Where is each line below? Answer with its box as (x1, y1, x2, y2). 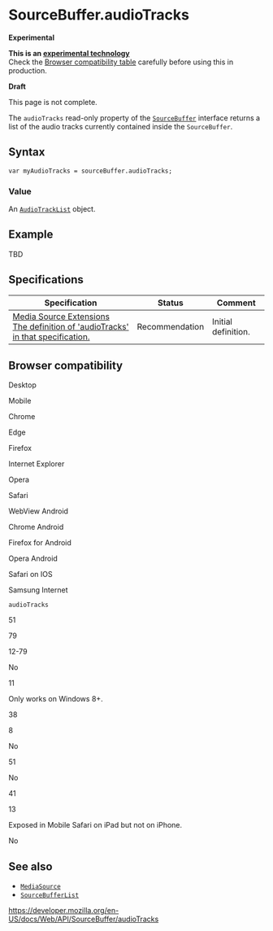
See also (8, 859, 53, 873)
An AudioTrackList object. (8, 204, 96, 214)
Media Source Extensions (12, 311, 110, 322)
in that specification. (12, 331, 90, 343)
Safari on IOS (8, 570, 53, 579)
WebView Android (8, 506, 69, 516)
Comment (216, 297, 256, 308)
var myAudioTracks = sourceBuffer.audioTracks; (8, 167, 173, 175)
